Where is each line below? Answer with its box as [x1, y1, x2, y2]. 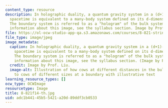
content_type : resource [5, 7, 55, 12]
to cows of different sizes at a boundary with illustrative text [14, 72, 155, 77]
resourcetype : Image [5, 86, 48, 91]
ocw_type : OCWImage [5, 81, 46, 86]
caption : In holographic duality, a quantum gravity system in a [9, 44, 149, 49]
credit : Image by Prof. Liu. [9, 63, 70, 68]
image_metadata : [5, 40, 39, 45]
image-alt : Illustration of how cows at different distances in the [9, 68, 155, 73]
